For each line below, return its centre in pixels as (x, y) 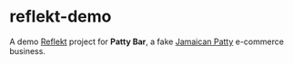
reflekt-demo (61, 17)
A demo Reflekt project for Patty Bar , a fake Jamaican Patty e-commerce (147, 41)
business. (27, 50)
